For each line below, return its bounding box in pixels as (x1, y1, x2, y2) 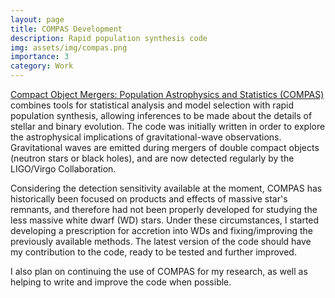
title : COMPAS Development (10, 24, 123, 34)
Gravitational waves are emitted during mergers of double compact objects (10, 142, 320, 153)
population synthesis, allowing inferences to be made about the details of (10, 110, 313, 121)
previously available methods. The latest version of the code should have (10, 236, 312, 247)
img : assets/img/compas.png (10, 42, 128, 53)
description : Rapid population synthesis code (10, 33, 208, 43)
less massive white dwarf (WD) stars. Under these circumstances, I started (10, 214, 320, 226)
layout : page (10, 14, 65, 25)
